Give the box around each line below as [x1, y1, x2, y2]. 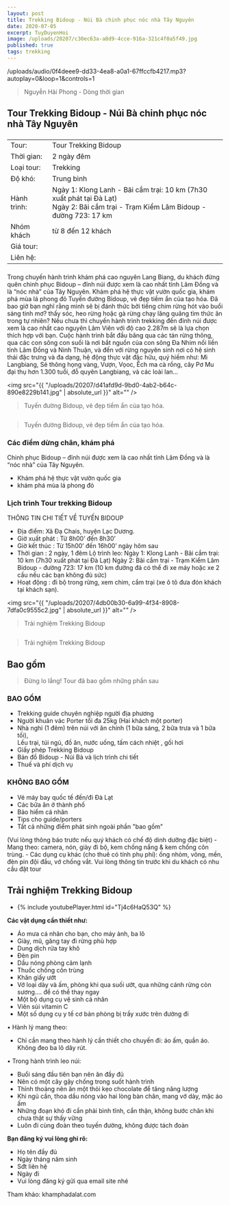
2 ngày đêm [52, 152, 91, 161]
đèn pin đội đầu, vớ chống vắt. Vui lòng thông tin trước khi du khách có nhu [7, 857, 220, 866]
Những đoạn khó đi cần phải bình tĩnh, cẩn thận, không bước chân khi [16, 1106, 214, 1114]
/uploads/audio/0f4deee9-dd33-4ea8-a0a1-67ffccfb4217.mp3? [7, 67, 186, 75]
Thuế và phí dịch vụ [16, 761, 73, 769]
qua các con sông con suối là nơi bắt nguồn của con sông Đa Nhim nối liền [7, 338, 218, 346]
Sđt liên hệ [16, 1162, 48, 1170]
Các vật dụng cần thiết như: [7, 916, 88, 924]
